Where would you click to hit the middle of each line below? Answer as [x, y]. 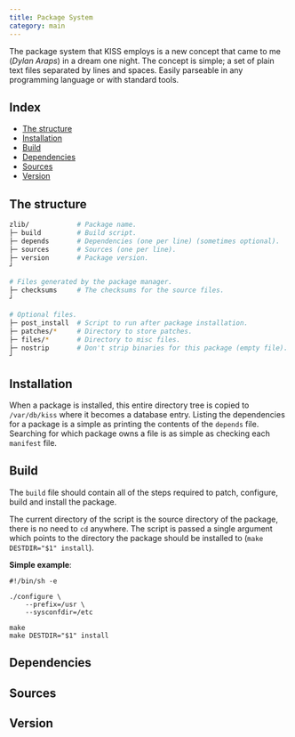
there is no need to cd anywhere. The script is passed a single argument [141, 528]
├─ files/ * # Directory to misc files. [95, 339]
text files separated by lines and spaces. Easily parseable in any [126, 70]
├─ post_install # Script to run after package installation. [129, 323]
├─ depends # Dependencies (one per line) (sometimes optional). [144, 241]
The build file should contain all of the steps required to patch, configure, [144, 492]
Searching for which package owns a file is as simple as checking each [140, 433]
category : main [37, 26]
